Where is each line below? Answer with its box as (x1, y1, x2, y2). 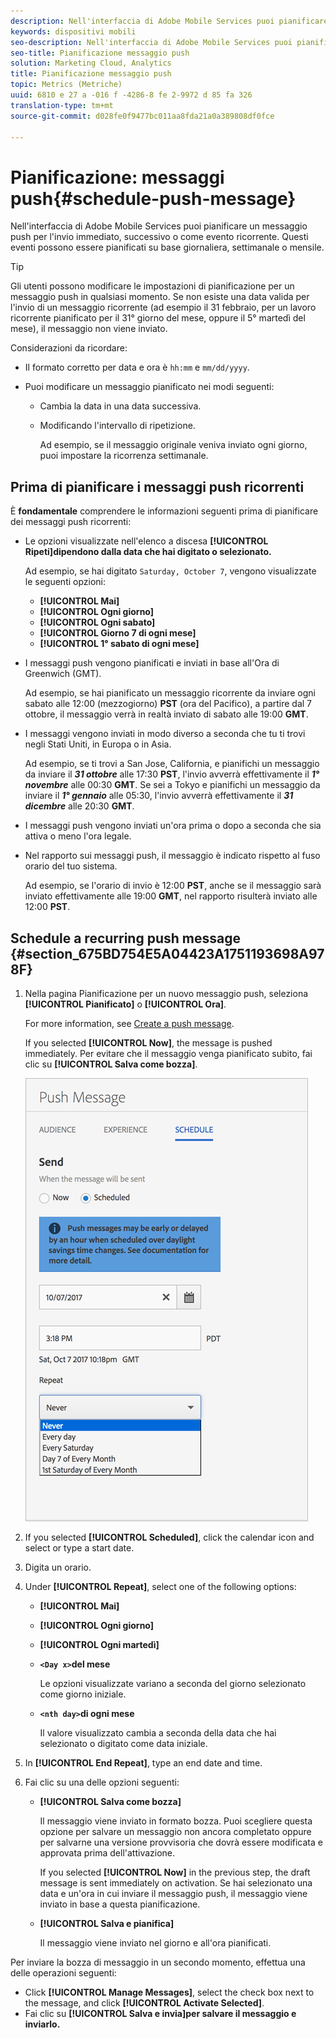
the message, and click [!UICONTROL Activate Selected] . (24, 1996, 265, 2009)
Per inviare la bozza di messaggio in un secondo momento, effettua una (10, 1956, 306, 1968)
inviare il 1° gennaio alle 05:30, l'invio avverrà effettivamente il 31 (24, 790, 294, 802)
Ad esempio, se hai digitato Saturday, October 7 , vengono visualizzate (24, 565, 317, 577)
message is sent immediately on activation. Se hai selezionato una (39, 1876, 313, 1889)
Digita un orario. (24, 1561, 92, 1573)
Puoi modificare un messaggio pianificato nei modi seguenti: (24, 381, 275, 393)
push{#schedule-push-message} (10, 187, 297, 210)
